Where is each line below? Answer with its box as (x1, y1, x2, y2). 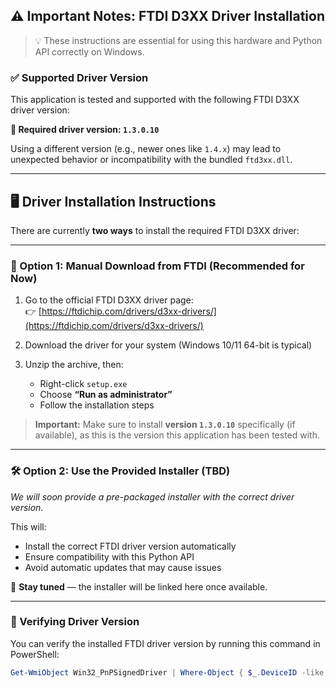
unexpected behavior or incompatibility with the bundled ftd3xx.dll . (10, 154, 293, 166)
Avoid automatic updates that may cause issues (24, 561, 222, 573)
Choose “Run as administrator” (39, 389, 173, 401)
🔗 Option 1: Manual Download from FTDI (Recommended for (10, 259, 305, 273)
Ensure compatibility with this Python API (24, 550, 195, 563)
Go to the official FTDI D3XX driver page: (24, 294, 194, 306)
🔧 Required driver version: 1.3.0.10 (10, 124, 160, 136)
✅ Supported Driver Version (10, 70, 149, 84)
